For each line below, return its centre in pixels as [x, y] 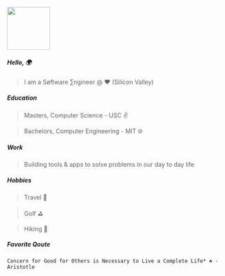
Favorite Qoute [29, 245]
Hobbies [19, 180]
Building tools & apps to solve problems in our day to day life [109, 164]
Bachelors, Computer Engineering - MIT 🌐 [83, 131]
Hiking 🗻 [36, 229]
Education [22, 98]
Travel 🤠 [36, 197]
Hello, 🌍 [19, 62]
